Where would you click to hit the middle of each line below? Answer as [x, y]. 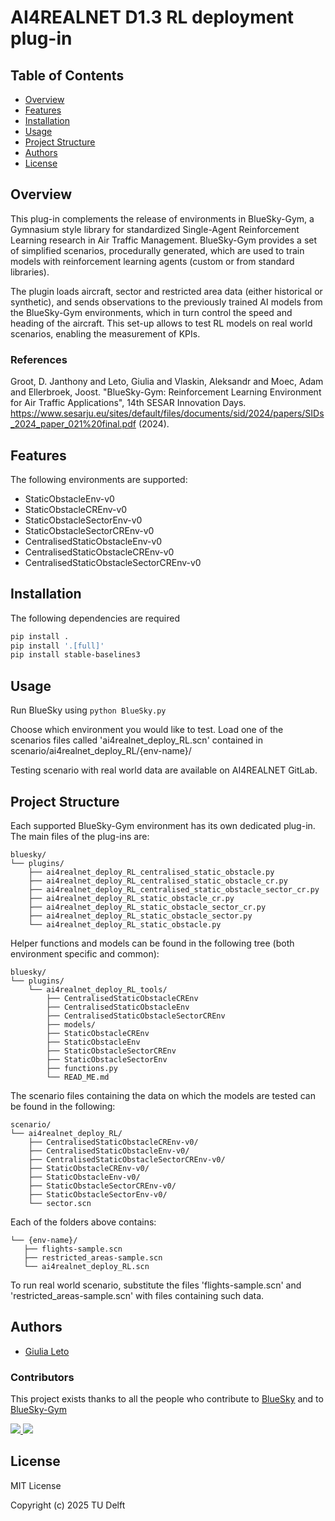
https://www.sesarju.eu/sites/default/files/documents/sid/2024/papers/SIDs [167, 413]
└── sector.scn [60, 1203]
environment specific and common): [85, 953]
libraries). [30, 272]
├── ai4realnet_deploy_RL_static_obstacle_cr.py [131, 898]
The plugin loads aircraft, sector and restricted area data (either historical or [166, 291]
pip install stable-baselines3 [75, 655]
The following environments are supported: [99, 479]
